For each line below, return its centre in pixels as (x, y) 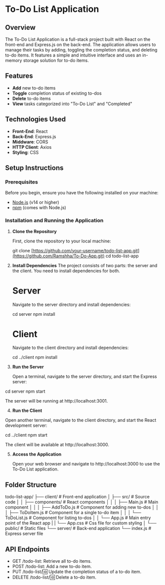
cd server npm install (34, 314)
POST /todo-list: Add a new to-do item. (52, 567)
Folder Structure (31, 485)
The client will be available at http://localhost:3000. (57, 445)
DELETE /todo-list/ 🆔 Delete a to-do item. (54, 577)
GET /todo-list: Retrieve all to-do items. (52, 561)
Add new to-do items (34, 88)
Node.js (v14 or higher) (36, 202)
